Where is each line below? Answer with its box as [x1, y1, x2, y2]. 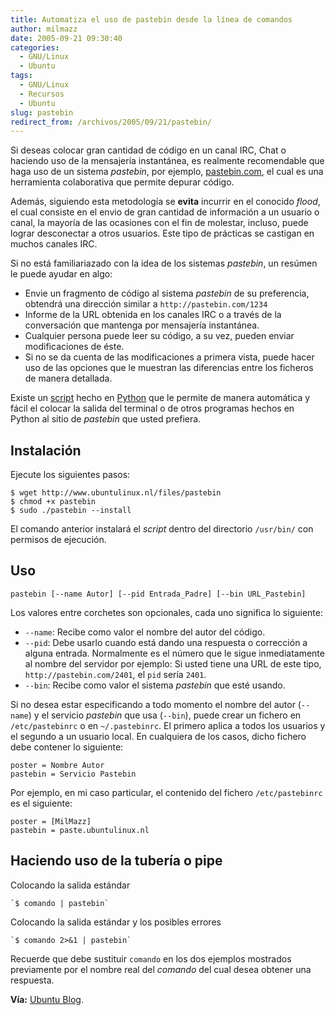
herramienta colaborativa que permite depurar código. [10, 176, 235, 188]
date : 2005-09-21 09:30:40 [10, 33, 123, 43]
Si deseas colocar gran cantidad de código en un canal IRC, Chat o [10, 144, 287, 156]
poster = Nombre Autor [10, 760, 105, 770]
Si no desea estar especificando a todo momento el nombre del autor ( [10, 698, 302, 710]
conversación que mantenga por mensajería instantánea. [24, 319, 260, 331]
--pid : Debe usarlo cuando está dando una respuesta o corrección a [24, 636, 308, 648]
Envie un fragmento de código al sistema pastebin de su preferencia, [24, 287, 310, 300]
